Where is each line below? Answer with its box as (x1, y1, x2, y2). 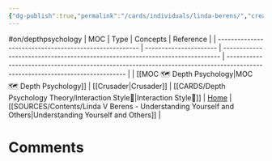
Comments (8, 138, 84, 156)
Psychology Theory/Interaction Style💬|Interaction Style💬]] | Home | (8, 92, 232, 102)
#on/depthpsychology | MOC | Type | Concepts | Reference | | (8, 34, 216, 44)
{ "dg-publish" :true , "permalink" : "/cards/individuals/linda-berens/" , (8, 11, 249, 20)
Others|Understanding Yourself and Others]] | (8, 110, 161, 120)
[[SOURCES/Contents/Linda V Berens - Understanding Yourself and (8, 101, 235, 111)
